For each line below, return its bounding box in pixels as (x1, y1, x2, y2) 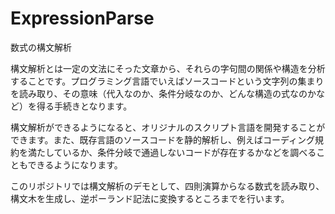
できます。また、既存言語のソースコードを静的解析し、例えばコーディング (10, 133, 315, 146)
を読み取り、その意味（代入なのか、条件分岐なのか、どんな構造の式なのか (10, 87, 317, 99)
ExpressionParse (10, 7, 155, 30)
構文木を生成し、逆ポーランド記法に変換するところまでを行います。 (10, 192, 290, 204)
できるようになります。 (27, 158, 123, 171)
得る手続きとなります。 (36, 100, 133, 112)
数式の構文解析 (10, 41, 72, 53)
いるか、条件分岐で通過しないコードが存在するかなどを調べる (62, 146, 317, 158)
